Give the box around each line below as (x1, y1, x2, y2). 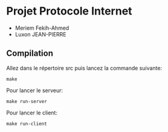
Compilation (6, 48, 53, 59)
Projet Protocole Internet (6, 4, 132, 18)
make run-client (6, 120, 47, 127)
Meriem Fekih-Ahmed (15, 24, 69, 31)
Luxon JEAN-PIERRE (15, 30, 66, 38)
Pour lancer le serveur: (6, 87, 63, 94)
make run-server (6, 98, 47, 104)
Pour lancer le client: (6, 109, 57, 116)
